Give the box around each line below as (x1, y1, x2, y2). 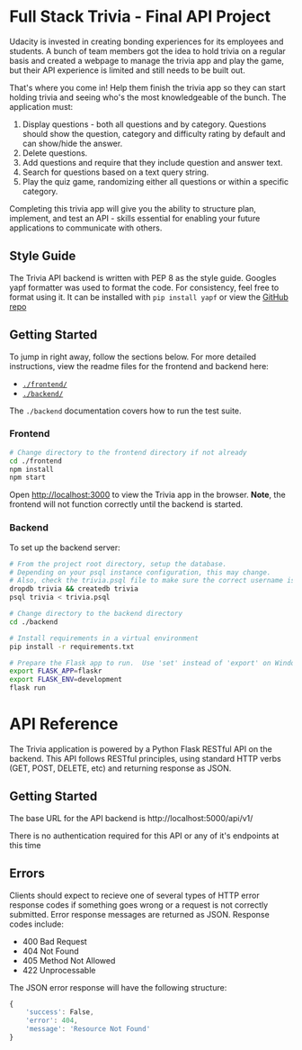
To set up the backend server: (9, 542, 121, 553)
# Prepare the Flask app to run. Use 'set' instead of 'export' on (9, 658, 271, 667)
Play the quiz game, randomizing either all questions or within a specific (22, 176, 289, 186)
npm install (9, 465, 54, 474)
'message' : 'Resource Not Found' (25, 1025, 151, 1034)
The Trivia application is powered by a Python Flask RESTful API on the (9, 743, 272, 754)
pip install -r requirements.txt (9, 642, 135, 651)
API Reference (9, 714, 119, 735)
